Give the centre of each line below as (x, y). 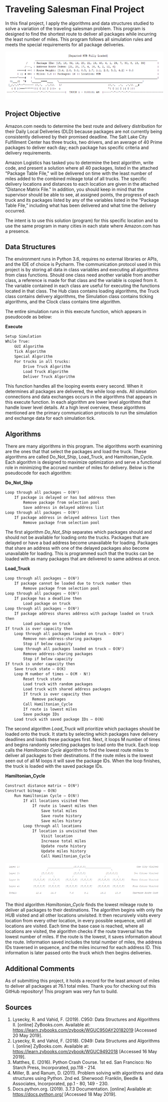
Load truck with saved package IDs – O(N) (59, 719)
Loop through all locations (52, 826)
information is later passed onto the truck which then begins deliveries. (78, 953)
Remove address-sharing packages (58, 654)
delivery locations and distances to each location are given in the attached (82, 184)
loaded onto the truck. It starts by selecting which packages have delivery (81, 734)
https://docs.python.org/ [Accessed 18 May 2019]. (64, 1094)
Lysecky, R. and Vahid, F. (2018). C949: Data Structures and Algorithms (86, 1041)
